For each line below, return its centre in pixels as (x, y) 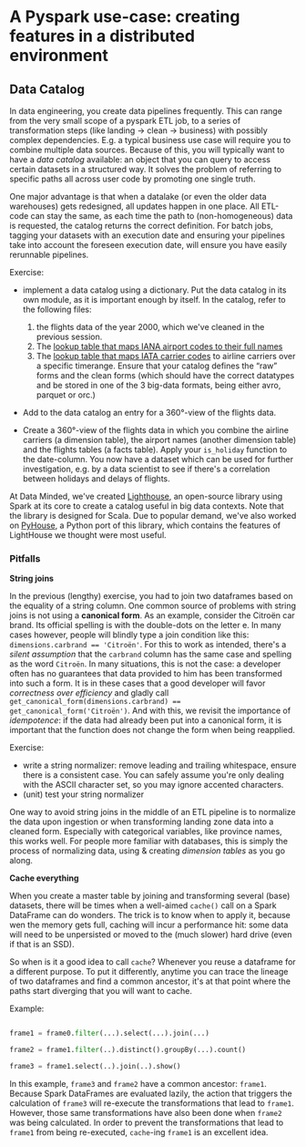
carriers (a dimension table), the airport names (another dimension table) (159, 440)
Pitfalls (25, 558)
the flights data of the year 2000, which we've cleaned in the (150, 327)
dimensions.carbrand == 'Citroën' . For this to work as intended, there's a (148, 645)
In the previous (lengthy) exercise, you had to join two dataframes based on (151, 596)
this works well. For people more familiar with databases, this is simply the (149, 842)
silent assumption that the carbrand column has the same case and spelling (151, 655)
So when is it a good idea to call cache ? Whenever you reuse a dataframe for (153, 962)
